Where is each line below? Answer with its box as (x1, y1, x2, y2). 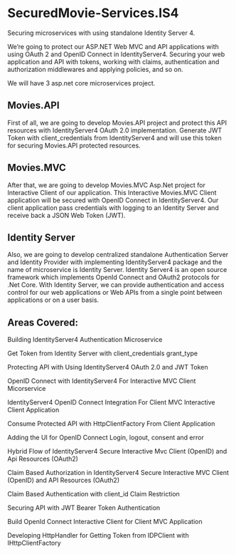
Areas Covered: (7, 316, 78, 328)
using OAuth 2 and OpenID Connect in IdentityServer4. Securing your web (7, 50, 225, 58)
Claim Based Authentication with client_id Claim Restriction (7, 490, 180, 498)
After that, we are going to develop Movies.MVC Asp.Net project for (7, 180, 206, 189)
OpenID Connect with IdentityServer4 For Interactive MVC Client (7, 377, 196, 385)
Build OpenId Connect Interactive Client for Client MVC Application (7, 518, 203, 526)
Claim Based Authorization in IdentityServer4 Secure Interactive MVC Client (7, 469, 230, 477)
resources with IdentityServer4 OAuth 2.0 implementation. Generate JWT (7, 126, 222, 135)
